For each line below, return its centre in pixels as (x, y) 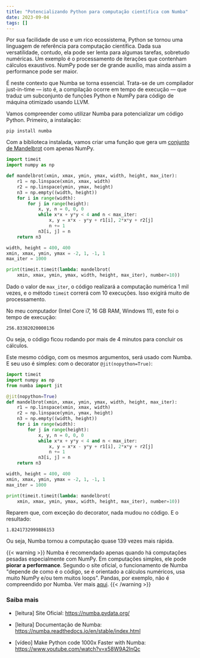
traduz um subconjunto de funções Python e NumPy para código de (90, 96)
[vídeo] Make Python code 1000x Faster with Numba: (80, 642)
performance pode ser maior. (42, 72)
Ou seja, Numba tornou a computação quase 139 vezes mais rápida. (90, 541)
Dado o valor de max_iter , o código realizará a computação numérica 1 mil (98, 287)
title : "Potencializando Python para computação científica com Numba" (97, 12)
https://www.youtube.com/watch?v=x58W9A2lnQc (78, 648)
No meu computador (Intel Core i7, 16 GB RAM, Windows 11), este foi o (93, 311)
